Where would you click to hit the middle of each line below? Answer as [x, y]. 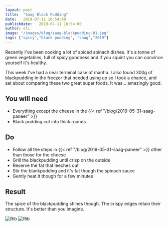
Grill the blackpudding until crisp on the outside [61, 160]
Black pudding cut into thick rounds [49, 121]
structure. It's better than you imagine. [45, 209]
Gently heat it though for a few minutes [53, 176]
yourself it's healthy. [26, 63]
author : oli [18, 29]
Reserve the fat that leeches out [45, 165]
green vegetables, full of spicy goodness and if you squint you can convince [84, 57]
